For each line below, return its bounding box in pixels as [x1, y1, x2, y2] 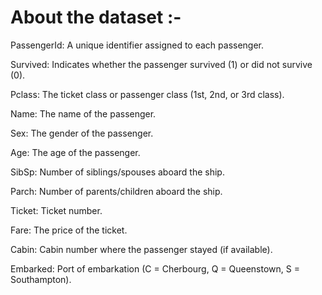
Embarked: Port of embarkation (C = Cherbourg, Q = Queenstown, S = [10, 262, 300, 275]
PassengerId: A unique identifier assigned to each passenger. [10, 39, 265, 51]
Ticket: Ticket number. [10, 204, 103, 216]
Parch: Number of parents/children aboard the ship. [10, 185, 223, 197]
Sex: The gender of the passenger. [10, 127, 154, 139]
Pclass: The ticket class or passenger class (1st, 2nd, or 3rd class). [10, 88, 285, 100]
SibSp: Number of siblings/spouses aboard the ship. [10, 166, 225, 178]
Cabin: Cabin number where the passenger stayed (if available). [10, 243, 273, 255]
